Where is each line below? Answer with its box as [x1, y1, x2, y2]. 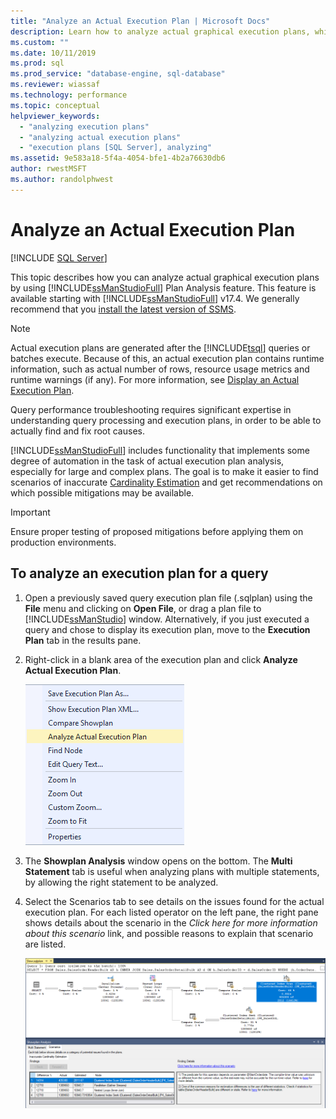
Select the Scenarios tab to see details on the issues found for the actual [24, 895, 325, 907]
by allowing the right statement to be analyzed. [24, 876, 219, 888]
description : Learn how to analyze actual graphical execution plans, [10, 26, 311, 37]
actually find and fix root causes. [10, 425, 145, 437]
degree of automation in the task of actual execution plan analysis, [10, 455, 285, 467]
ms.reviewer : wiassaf [10, 80, 101, 90]
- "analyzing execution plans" [19, 121, 150, 132]
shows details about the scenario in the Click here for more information [24, 916, 318, 929]
